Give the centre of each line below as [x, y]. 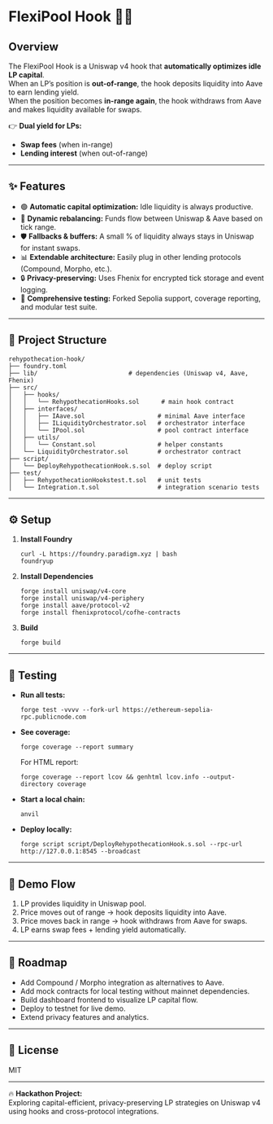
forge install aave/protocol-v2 [75, 606]
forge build [40, 643]
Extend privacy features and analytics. [84, 1016]
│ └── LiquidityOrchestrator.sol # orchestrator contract [125, 451]
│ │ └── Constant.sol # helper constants [116, 444]
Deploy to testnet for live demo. [73, 1008]
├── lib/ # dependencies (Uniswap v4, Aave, [129, 373]
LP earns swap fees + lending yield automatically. [103, 930]
